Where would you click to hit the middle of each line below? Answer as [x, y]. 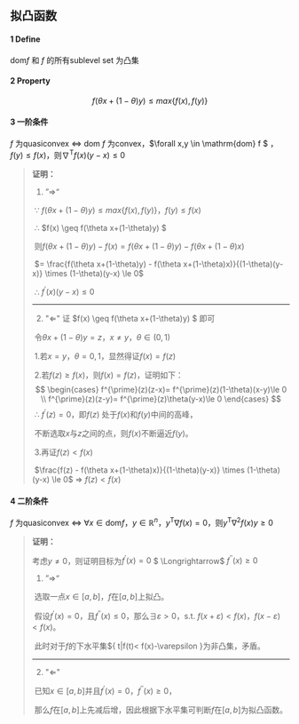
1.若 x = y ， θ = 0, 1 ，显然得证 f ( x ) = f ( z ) [105, 356]
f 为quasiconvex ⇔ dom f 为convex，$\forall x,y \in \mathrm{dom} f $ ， [144, 143]
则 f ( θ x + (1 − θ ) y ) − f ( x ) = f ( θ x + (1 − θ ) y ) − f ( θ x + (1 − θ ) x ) [139, 246]
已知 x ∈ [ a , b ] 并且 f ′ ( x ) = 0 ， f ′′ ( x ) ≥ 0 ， [105, 690]
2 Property [31, 81]
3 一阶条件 [29, 122]
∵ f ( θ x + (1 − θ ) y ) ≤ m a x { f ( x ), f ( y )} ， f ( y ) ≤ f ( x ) [118, 210]
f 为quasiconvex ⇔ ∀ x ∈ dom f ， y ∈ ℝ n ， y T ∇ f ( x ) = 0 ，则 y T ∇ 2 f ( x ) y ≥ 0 [142, 522]
